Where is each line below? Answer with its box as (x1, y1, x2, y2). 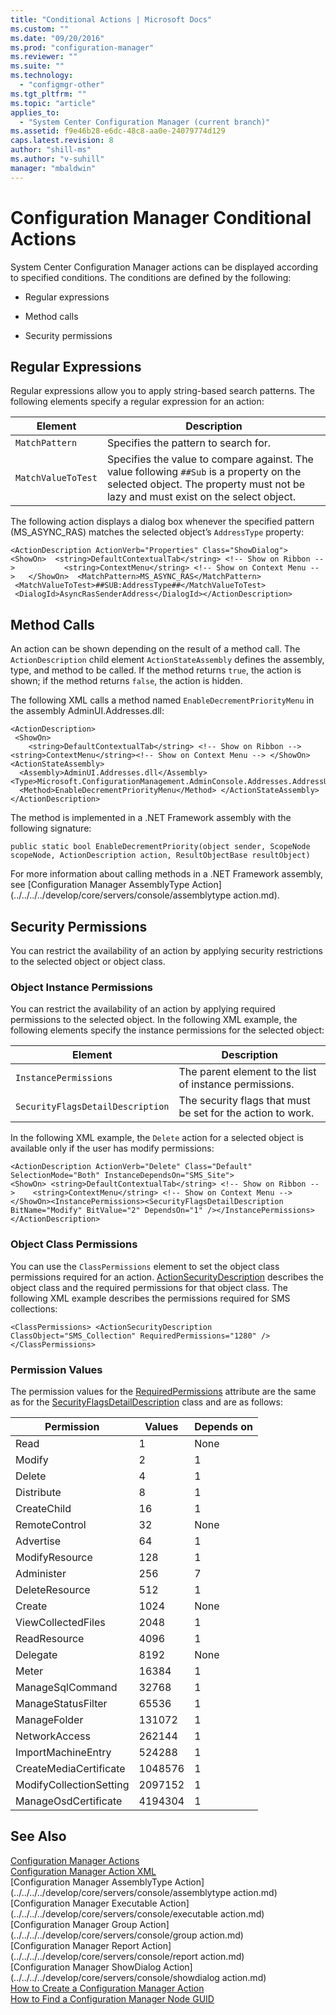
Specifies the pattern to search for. (106, 436, 272, 450)
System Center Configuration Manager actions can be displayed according (10, 261, 319, 273)
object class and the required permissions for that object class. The (10, 1281, 288, 1293)
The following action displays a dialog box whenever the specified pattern (10, 516, 315, 528)
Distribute (15, 1485, 62, 1499)
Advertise (15, 1534, 62, 1548)
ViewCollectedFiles (15, 1615, 106, 1629)
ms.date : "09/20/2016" (10, 33, 105, 43)
